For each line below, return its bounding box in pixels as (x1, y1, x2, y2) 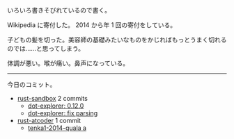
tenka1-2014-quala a (27, 124, 87, 132)
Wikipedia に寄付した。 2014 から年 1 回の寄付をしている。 (7, 21, 176, 29)
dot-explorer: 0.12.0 (27, 101, 84, 110)
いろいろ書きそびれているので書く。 (7, 6, 111, 14)
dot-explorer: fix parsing (27, 109, 98, 117)
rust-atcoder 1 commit (17, 117, 81, 124)
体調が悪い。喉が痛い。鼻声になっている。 (7, 59, 130, 67)
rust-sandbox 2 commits (17, 95, 88, 102)
